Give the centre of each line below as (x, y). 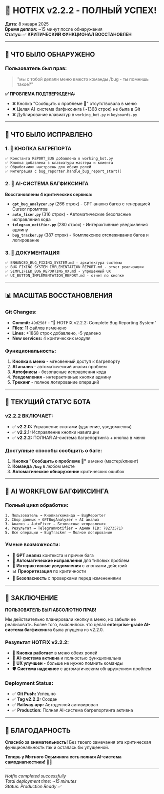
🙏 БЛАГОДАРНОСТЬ (38, 730)
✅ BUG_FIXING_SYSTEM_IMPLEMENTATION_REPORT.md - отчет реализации (74, 267)
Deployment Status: (29, 683)
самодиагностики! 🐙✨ (29, 762)
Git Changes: (21, 312)
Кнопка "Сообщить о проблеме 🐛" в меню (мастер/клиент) (75, 461)
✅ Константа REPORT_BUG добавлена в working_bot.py (59, 159)
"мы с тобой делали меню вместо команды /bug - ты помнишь (83, 79)
